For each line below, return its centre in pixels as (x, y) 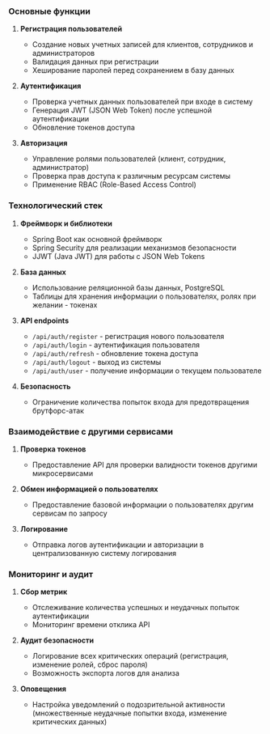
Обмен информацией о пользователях (89, 489)
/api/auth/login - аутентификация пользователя (116, 345)
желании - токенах (65, 304)
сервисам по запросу (70, 513)
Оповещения (43, 689)
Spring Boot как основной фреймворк (97, 239)
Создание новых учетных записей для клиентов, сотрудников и (143, 45)
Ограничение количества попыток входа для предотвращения (140, 401)
